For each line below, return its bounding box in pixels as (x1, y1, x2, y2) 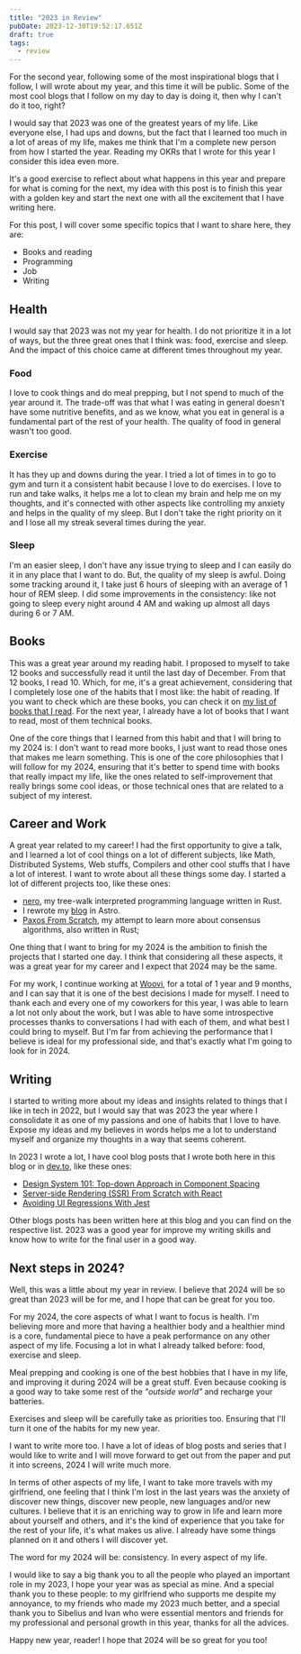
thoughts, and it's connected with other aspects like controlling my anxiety (9, 498, 286, 508)
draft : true (9, 30, 54, 39)
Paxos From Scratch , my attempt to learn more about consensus (22, 915, 261, 926)
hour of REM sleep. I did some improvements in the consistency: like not (9, 588, 277, 599)
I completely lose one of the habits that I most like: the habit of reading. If (9, 686, 280, 697)
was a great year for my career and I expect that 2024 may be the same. (9, 961, 278, 972)
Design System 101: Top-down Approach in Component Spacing (22, 1178, 261, 1190)
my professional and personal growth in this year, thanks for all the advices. (9, 1617, 289, 1628)
